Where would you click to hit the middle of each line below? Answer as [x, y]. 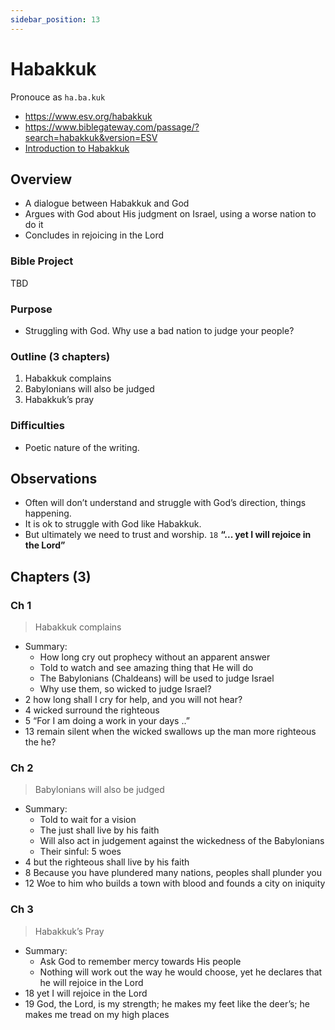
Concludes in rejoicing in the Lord [94, 235]
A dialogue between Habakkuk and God [107, 203]
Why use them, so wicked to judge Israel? [125, 689]
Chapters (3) [51, 576]
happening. [48, 513]
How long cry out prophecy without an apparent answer [155, 657]
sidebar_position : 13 [55, 19]
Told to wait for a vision [88, 820]
